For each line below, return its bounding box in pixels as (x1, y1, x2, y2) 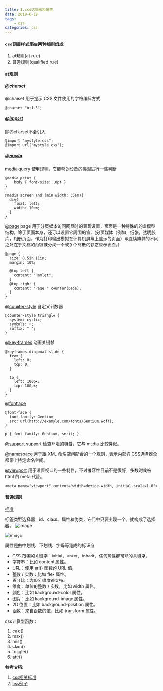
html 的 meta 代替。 (5, 473, 45, 479)
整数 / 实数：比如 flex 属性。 (12, 571, 69, 577)
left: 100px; (14, 379, 40, 384)
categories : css (5, 25, 38, 30)
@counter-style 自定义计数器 (5, 303, 63, 309)
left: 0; (14, 357, 32, 362)
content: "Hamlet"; (14, 272, 54, 278)
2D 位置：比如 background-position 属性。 (12, 602, 98, 608)
